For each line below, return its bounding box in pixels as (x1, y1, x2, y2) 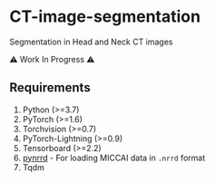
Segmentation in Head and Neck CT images (9, 36, 174, 47)
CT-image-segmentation (9, 6, 201, 27)
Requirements (9, 80, 91, 96)
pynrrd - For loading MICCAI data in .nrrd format (22, 152, 206, 163)
